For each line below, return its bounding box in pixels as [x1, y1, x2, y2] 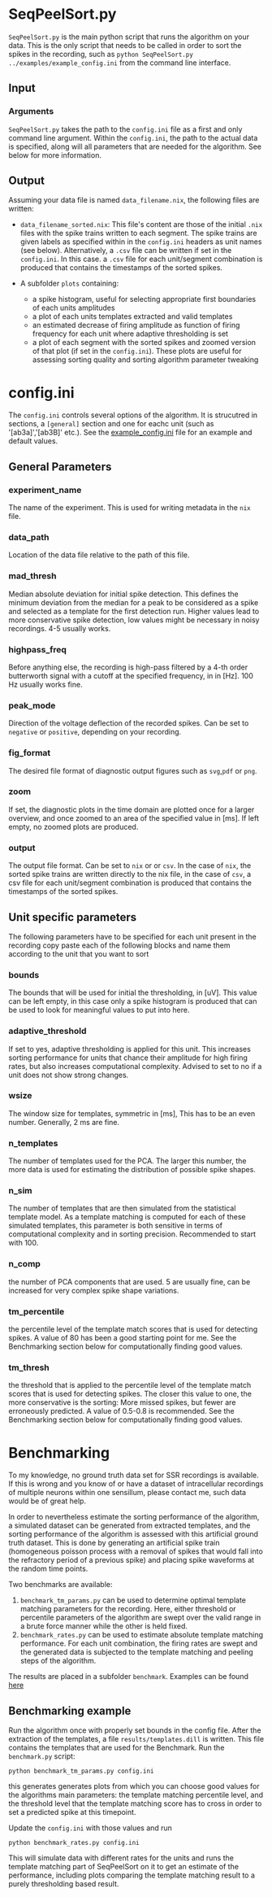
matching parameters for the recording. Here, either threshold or [19, 1604, 237, 1614]
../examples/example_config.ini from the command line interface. [8, 58, 231, 68]
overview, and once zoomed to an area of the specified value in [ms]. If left [8, 813, 260, 822]
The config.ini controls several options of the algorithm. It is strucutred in [8, 410, 258, 420]
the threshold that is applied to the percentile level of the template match [8, 1380, 252, 1390]
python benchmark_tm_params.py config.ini [8, 1767, 154, 1776]
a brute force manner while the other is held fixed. [19, 1621, 188, 1631]
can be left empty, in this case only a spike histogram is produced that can [8, 996, 257, 1006]
